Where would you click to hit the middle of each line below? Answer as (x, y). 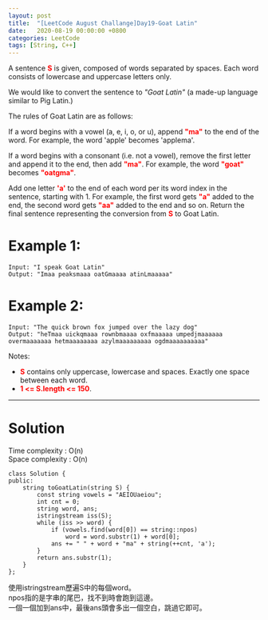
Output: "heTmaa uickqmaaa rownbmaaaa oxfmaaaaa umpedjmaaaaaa (116, 334)
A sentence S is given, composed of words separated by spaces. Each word (134, 68)
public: (21, 481)
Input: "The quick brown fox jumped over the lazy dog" (103, 327)
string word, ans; (67, 509)
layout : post (30, 16)
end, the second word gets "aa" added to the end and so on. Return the (126, 206)
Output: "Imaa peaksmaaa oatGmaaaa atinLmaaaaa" (91, 274)
